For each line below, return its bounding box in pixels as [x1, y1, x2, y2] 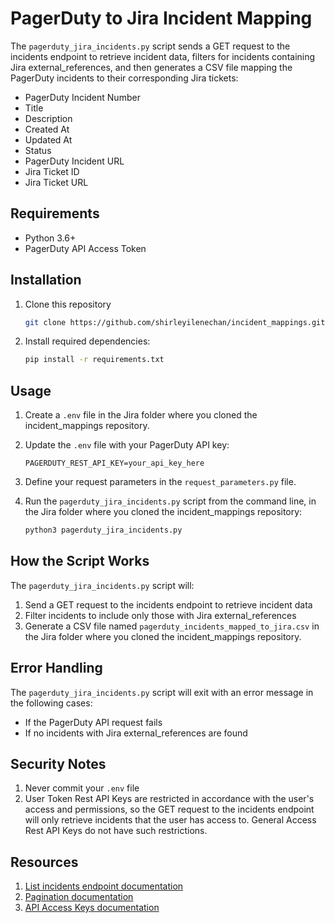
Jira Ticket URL [24, 176, 89, 188]
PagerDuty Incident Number [24, 91, 141, 103]
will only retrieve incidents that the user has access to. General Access [24, 814, 317, 826]
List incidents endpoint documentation [24, 880, 184, 892]
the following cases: [10, 697, 93, 709]
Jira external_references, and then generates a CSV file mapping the [10, 61, 293, 73]
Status [24, 144, 52, 156]
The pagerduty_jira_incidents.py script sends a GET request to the [10, 40, 291, 52]
